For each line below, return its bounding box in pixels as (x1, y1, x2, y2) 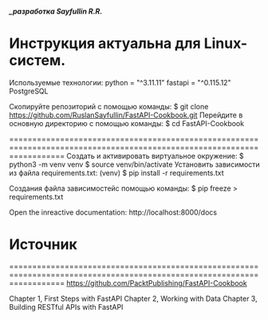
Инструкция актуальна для (9, 34, 202, 52)
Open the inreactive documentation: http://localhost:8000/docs (9, 207, 218, 217)
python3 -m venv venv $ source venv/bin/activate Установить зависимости (9, 160, 260, 169)
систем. (9, 51, 66, 69)
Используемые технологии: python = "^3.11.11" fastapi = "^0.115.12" (9, 77, 231, 87)
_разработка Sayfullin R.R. (9, 6, 103, 16)
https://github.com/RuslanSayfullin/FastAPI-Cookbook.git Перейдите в (9, 110, 243, 120)
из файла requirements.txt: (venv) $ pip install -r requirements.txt (9, 168, 224, 177)
